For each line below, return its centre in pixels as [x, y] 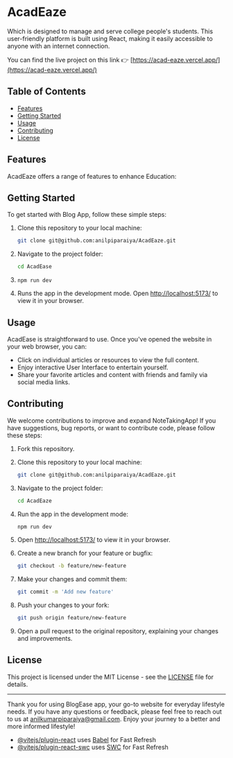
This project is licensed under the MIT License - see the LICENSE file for [110, 677]
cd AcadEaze [34, 501]
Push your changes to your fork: [63, 605]
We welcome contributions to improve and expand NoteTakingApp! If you [112, 421]
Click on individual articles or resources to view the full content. [108, 360]
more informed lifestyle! [41, 726]
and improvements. [45, 638]
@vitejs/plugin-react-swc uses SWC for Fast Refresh [93, 747]
